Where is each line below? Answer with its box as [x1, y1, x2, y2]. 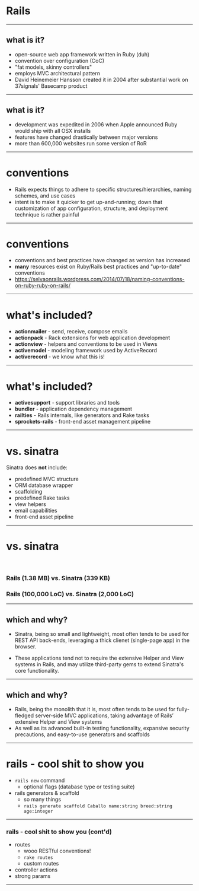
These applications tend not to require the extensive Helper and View [14, 654, 184, 662]
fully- [176, 706, 190, 713]
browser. [14, 643, 37, 650]
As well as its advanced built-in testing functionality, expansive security [14, 725, 190, 732]
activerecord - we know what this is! [14, 353, 105, 360]
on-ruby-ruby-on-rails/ [14, 282, 71, 289]
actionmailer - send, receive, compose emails [14, 328, 128, 335]
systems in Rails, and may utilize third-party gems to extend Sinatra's [14, 661, 184, 668]
